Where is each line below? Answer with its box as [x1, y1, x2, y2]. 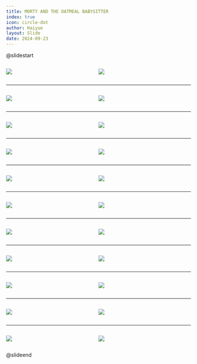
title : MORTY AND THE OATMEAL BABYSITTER [6, 8, 109, 15]
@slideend [6, 352, 32, 358]
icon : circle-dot [6, 19, 49, 25]
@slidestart [6, 52, 34, 59]
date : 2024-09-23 [6, 36, 49, 42]
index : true [6, 14, 35, 20]
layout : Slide [6, 30, 41, 36]
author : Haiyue [6, 25, 43, 31]
